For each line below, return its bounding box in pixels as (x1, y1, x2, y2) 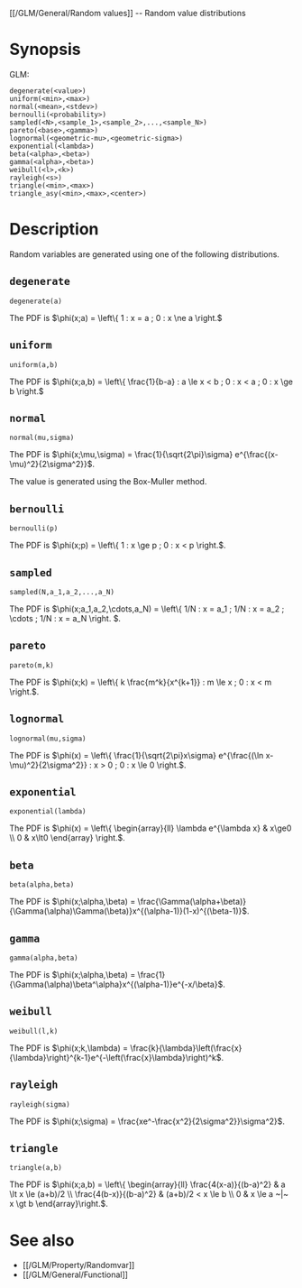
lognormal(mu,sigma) (9, 734, 87, 743)
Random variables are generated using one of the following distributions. (9, 248, 279, 260)
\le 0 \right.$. (137, 759, 187, 770)
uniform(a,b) (9, 360, 59, 369)
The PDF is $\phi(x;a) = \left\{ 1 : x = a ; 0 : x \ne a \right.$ (9, 312, 223, 323)
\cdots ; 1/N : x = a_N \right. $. (9, 612, 122, 623)
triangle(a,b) (9, 1164, 63, 1173)
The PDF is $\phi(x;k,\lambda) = (9, 1042, 129, 1053)
